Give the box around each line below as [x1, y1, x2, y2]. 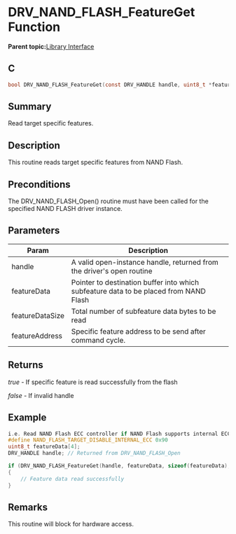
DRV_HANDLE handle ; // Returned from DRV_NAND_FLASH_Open [8, 450, 181, 457]
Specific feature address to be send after [71, 327, 206, 336]
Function [8, 19, 61, 35]
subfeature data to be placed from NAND [71, 286, 206, 296]
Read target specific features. [8, 119, 94, 128]
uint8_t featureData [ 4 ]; [8, 443, 81, 451]
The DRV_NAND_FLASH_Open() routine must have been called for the [8, 197, 209, 205]
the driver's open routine [71, 266, 153, 275]
